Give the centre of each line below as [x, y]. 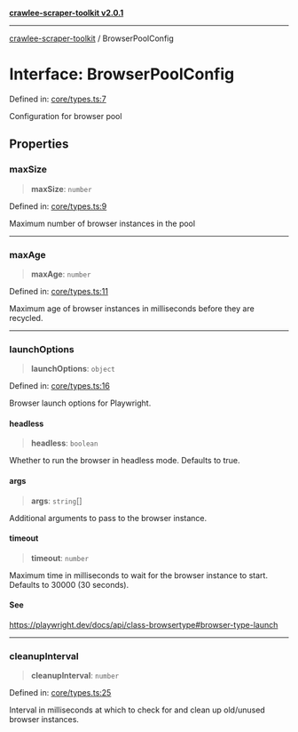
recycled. [26, 318]
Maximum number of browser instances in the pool [102, 223]
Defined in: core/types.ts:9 [58, 206]
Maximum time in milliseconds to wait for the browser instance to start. [139, 575]
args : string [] [56, 501]
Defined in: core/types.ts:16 [60, 386]
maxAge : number [61, 274]
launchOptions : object [73, 369]
